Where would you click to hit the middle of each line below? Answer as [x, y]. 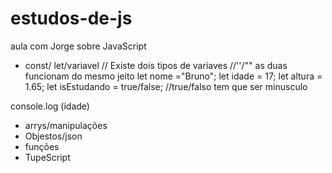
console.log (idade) [50, 106]
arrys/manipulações [66, 125]
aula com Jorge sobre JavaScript [78, 46]
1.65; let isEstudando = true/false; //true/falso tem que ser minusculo [166, 86]
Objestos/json [53, 136]
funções [42, 146]
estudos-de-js [71, 18]
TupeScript [47, 157]
